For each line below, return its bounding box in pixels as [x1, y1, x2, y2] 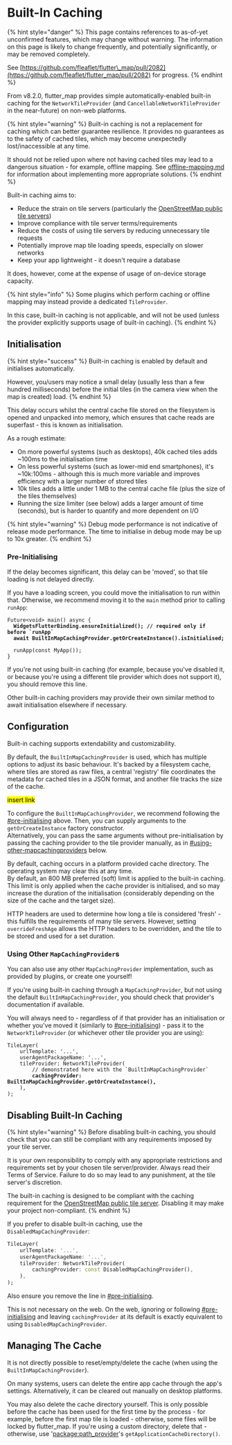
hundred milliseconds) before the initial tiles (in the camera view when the [7, 385, 218, 393]
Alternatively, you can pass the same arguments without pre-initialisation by [7, 831, 224, 839]
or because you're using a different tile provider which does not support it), [7, 673, 222, 681]
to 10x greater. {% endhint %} [7, 534, 92, 542]
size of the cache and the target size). [7, 896, 116, 905]
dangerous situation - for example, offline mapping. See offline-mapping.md [7, 162, 225, 171]
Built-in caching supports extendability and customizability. [7, 739, 177, 747]
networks [17, 248, 45, 257]
